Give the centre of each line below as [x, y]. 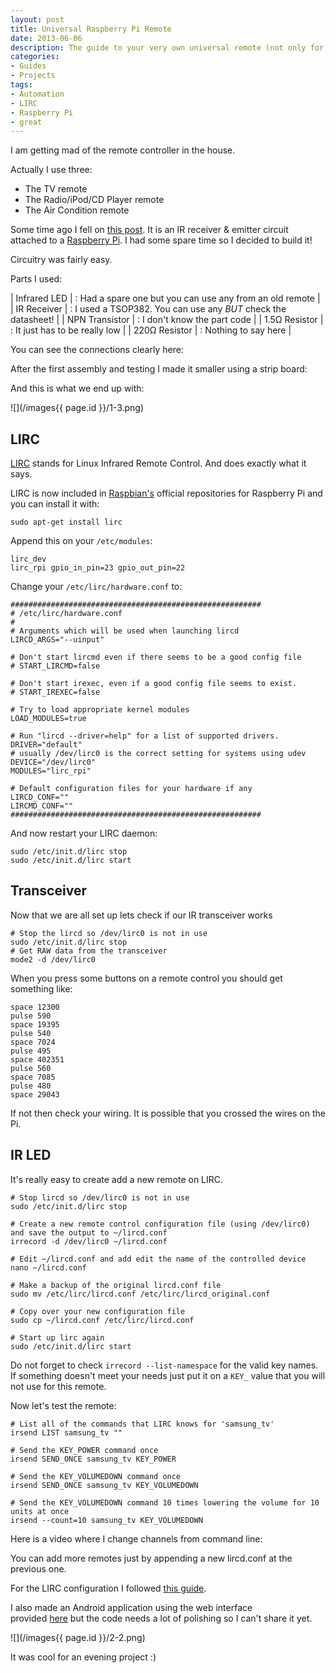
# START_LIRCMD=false [55, 666]
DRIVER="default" [46, 745]
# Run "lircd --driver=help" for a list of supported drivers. [145, 736]
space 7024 [33, 1042]
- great [26, 122]
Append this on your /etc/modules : [81, 541]
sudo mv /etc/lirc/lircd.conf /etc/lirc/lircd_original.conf [140, 1294]
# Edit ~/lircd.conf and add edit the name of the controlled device [158, 1259]
